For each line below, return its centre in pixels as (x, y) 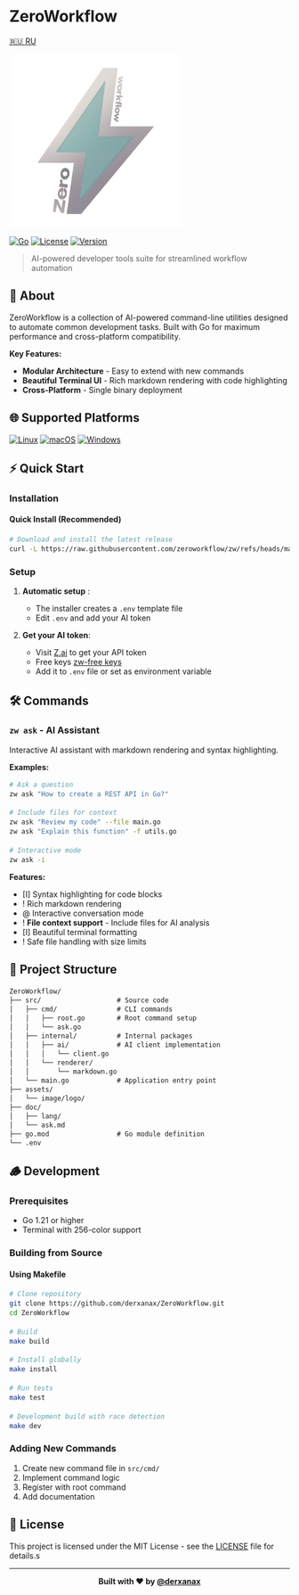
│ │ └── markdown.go (63, 1072)
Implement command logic (71, 1477)
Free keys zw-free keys (78, 662)
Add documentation (58, 1496)
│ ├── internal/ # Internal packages (101, 1036)
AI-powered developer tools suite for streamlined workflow (139, 258)
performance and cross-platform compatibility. (95, 336)
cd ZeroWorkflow (39, 1313)
